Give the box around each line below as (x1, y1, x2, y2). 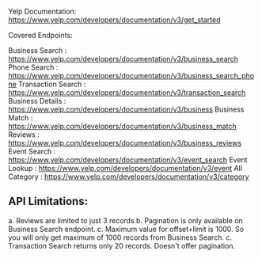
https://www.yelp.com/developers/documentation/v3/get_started (8, 15, 221, 25)
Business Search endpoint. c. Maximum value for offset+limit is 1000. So (8, 224, 244, 233)
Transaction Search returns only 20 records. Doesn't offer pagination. (8, 241, 236, 250)
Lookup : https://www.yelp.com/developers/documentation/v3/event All (8, 164, 243, 173)
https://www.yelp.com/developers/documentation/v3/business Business (8, 104, 245, 114)
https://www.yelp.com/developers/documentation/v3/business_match (8, 122, 237, 131)
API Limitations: (8, 195, 89, 208)
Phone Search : (8, 63, 59, 72)
